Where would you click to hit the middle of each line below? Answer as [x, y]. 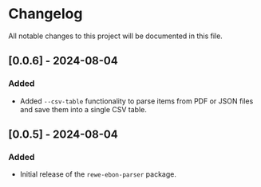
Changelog [45, 14]
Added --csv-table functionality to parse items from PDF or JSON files [136, 101]
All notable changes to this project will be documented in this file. [116, 36]
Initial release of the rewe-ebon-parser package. [98, 174]
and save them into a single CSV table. [83, 109]
